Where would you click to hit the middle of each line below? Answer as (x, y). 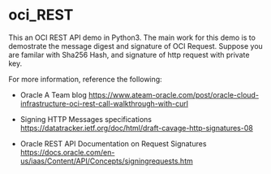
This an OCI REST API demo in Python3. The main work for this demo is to (132, 37)
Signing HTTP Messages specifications (86, 119)
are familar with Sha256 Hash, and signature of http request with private (129, 54)
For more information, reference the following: (85, 79)
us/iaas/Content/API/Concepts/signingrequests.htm (106, 161)
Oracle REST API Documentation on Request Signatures (113, 143)
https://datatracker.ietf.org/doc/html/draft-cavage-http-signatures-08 (136, 128)
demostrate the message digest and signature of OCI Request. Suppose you (136, 46)
